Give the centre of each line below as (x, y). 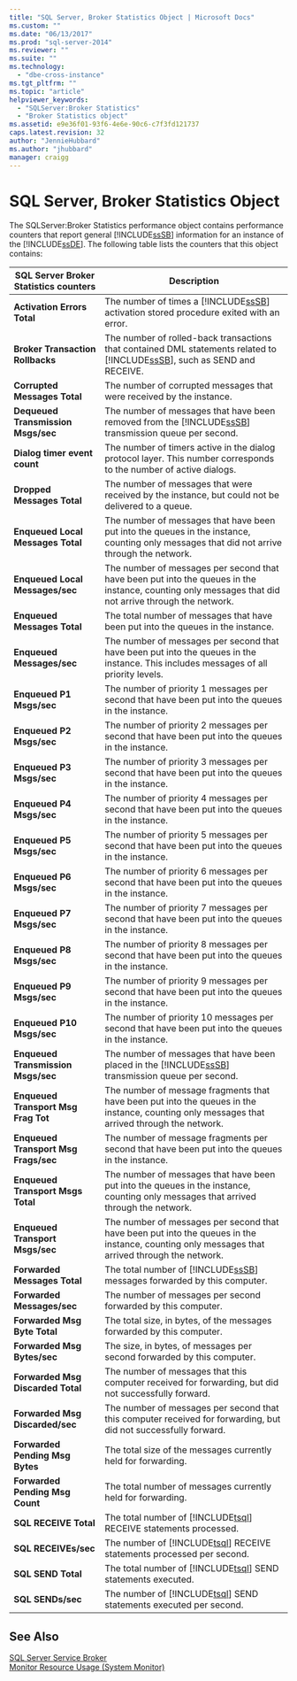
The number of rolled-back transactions (188, 338)
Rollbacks (34, 360)
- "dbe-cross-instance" (61, 75)
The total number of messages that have (189, 616)
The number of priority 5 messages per (186, 835)
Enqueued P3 (42, 767)
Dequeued (36, 411)
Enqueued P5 (42, 840)
